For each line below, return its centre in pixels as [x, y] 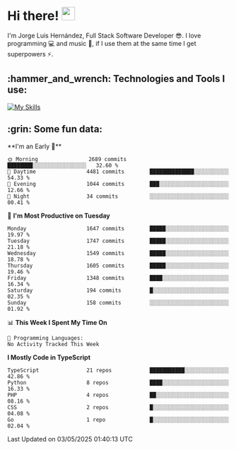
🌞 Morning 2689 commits [67, 159]
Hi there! [33, 16]
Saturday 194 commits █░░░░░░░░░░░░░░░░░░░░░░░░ [118, 290]
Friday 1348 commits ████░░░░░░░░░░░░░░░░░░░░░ [118, 278]
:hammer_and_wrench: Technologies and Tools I [116, 79]
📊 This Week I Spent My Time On [57, 322]
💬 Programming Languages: [45, 338]
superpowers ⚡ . [30, 54]
